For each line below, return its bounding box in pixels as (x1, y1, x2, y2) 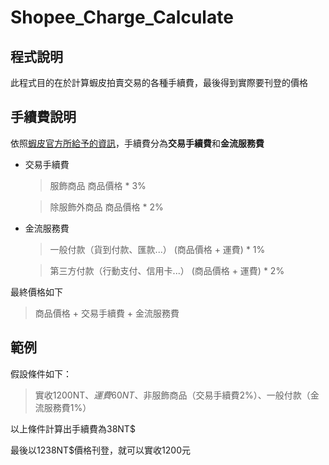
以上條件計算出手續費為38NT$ (10, 422, 136, 435)
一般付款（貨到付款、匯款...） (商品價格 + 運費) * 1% (49, 243, 266, 255)
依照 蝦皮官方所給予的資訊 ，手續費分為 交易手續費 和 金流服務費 (10, 137, 265, 149)
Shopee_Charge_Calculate (10, 6, 234, 29)
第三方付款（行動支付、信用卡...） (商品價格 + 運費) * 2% (49, 264, 285, 276)
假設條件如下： (10, 367, 72, 380)
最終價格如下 (10, 286, 63, 298)
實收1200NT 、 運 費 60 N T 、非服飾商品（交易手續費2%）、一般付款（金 (34, 389, 320, 401)
